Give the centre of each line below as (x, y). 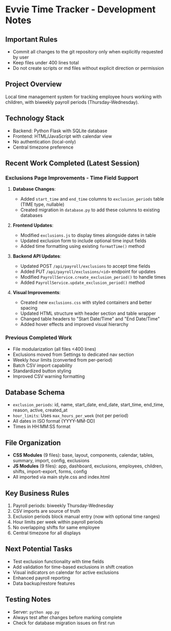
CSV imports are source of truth (46, 511)
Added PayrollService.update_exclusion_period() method (82, 283)
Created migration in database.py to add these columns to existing (90, 210)
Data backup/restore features (44, 583)
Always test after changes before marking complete (67, 617)
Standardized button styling (42, 371)
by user (21, 57)
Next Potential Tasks (39, 549)
